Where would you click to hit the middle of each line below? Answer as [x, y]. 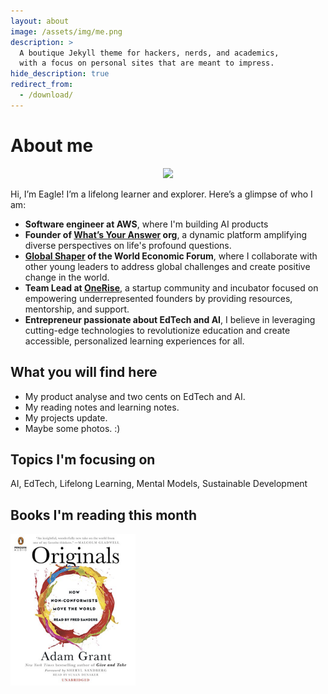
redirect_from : [42, 85]
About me [52, 145]
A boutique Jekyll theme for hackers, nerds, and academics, [149, 53]
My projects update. [66, 417]
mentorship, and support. [77, 309]
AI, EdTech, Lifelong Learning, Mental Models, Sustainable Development [159, 484]
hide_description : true [60, 74]
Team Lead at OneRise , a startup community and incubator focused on [171, 287]
